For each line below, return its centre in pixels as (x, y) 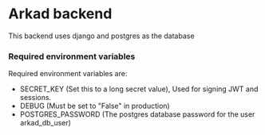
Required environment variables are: (68, 74)
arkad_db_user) (45, 123)
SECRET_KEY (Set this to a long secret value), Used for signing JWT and (139, 89)
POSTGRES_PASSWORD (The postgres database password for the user (137, 114)
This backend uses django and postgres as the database (101, 36)
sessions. (36, 98)
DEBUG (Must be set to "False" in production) (95, 106)
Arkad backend (60, 14)
